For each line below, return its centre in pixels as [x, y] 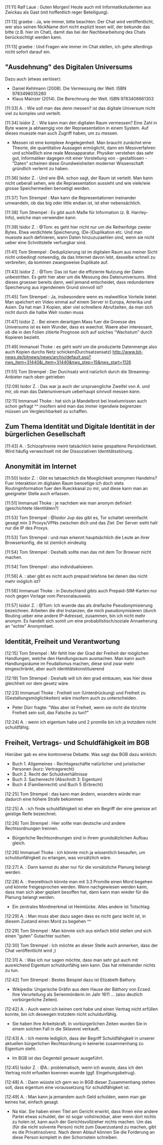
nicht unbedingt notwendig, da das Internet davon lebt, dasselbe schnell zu [80, 257]
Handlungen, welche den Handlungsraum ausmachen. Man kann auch [75, 659]
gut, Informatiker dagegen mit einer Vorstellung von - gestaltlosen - [80, 158]
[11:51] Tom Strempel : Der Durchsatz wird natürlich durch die [66, 371]
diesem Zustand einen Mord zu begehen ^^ [48, 921]
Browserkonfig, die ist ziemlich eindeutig [46, 543]
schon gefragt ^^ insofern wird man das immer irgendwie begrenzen [73, 406]
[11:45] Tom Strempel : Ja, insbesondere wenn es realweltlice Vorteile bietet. [81, 296]
